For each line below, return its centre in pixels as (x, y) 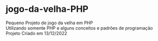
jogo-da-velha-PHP (47, 9)
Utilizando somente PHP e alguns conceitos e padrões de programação (79, 28)
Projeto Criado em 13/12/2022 (36, 33)
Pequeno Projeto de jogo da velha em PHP (49, 23)
